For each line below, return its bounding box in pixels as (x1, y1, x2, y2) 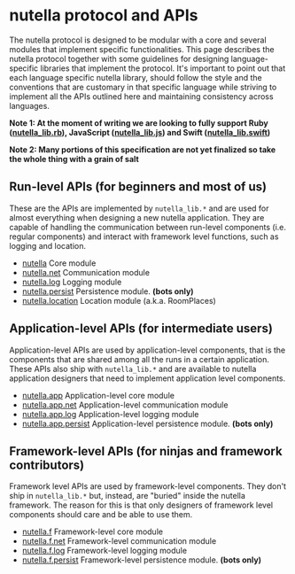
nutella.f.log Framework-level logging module (21, 546, 188, 556)
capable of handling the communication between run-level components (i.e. (9, 221, 286, 232)
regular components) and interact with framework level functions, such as (9, 231, 279, 242)
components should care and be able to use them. (9, 509, 193, 520)
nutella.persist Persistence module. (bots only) (21, 285, 194, 297)
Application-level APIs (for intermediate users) (9, 321, 273, 337)
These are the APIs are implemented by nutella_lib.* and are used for (9, 203, 269, 213)
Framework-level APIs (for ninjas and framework (9, 444, 283, 459)
